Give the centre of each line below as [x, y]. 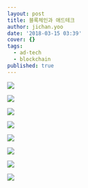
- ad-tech [27, 53]
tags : [15, 46]
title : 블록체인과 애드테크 [41, 20]
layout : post [26, 14]
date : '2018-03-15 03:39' [44, 33]
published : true [30, 66]
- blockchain [32, 59]
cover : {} [21, 40]
